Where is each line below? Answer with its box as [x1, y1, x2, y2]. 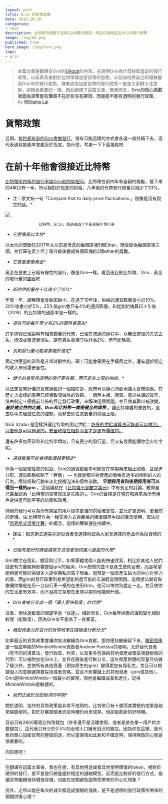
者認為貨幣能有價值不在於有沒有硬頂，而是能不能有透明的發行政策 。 [17, 93, 158, 99]
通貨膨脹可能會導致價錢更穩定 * [12, 455, 76, 461]
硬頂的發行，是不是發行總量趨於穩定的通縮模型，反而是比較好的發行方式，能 [5, 770, 163, 776]
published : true [5, 40, 39, 45]
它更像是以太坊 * [12, 231, 46, 238]
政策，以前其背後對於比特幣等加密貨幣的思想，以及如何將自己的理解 [17, 75, 158, 81]
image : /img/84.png [5, 36, 46, 41]
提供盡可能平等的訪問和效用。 [9, 497, 71, 503]
